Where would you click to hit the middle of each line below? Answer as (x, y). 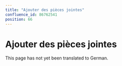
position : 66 (19, 19)
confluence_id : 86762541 (31, 15)
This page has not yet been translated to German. (57, 58)
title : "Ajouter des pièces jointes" (45, 10)
